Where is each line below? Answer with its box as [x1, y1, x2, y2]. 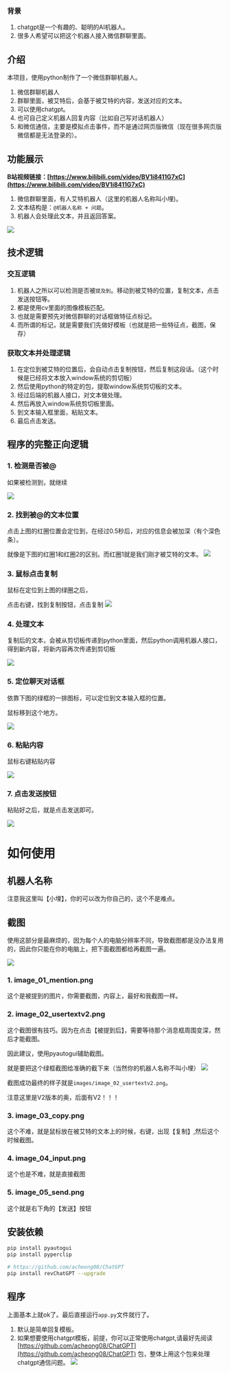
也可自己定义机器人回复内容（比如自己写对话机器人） [16, 114, 168, 122]
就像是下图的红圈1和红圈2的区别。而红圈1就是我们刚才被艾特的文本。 [7, 549, 203, 558]
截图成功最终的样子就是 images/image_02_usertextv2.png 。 [7, 1078, 172, 1087]
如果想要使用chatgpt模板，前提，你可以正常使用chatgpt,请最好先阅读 [16, 1334, 213, 1342]
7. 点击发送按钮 [7, 789, 57, 798]
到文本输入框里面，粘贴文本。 [16, 408, 102, 416]
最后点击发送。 [16, 417, 60, 425]
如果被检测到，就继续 [7, 478, 67, 486]
